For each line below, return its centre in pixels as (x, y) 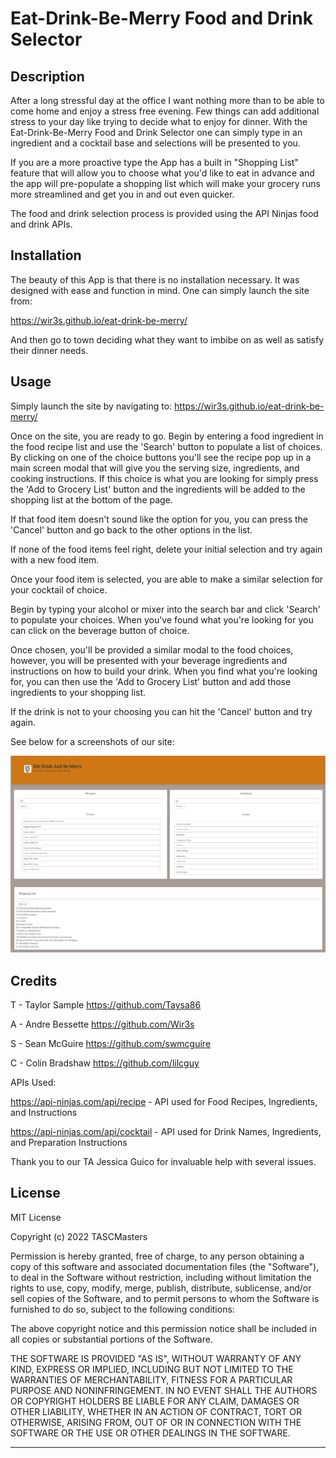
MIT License (36, 1217)
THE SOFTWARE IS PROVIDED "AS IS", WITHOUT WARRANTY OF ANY (156, 1358)
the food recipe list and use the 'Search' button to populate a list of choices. (166, 446)
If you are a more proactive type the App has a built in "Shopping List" (154, 162)
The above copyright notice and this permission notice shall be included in (163, 1328)
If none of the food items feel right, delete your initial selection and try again (166, 549)
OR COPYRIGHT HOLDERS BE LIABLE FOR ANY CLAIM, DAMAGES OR (155, 1401)
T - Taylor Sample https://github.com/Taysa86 (106, 1004)
